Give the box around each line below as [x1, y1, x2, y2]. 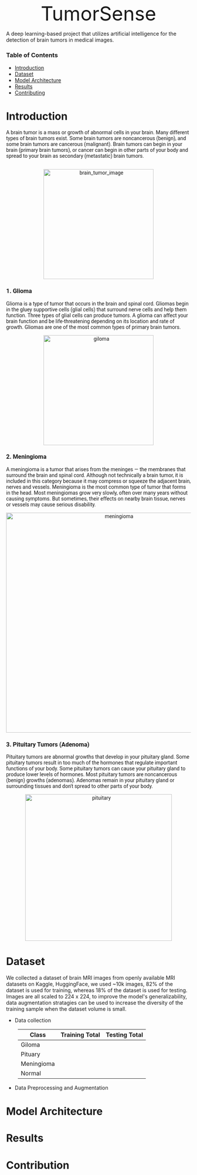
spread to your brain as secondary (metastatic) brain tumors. [6, 153, 145, 160]
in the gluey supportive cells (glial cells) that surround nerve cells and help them [6, 306, 187, 313]
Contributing [14, 89, 45, 96]
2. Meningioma [6, 453, 47, 461]
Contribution [6, 1159, 70, 1171]
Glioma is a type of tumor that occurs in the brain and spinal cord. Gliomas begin [6, 300, 189, 307]
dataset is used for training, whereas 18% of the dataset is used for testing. [6, 987, 188, 994]
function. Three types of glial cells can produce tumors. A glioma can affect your [6, 312, 189, 319]
